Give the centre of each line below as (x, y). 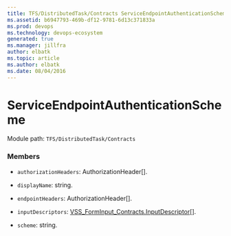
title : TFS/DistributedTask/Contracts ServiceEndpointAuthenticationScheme (118, 13)
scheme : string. (37, 225)
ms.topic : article (33, 58)
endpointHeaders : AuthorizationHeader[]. (75, 198)
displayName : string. (45, 185)
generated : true (30, 39)
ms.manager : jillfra (37, 45)
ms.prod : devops (30, 26)
